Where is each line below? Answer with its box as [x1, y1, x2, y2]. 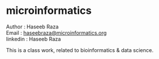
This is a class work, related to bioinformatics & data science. [6, 46, 154, 53]
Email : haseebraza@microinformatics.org [6, 29, 107, 36]
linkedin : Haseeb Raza [6, 35, 61, 42]
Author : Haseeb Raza [6, 23, 59, 30]
